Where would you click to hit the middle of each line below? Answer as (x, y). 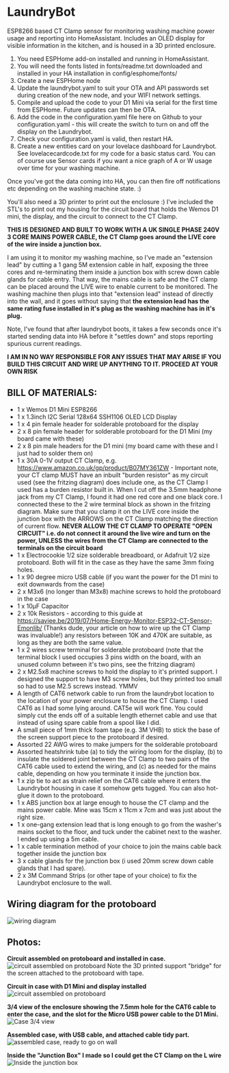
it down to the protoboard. (68, 795)
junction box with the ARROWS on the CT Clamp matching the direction (118, 519)
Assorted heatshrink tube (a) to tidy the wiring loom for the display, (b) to (120, 752)
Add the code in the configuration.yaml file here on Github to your (110, 116)
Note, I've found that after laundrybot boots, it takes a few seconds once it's (114, 329)
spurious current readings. (44, 343)
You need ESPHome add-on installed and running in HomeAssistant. (113, 58)
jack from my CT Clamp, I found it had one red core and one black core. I (120, 497)
